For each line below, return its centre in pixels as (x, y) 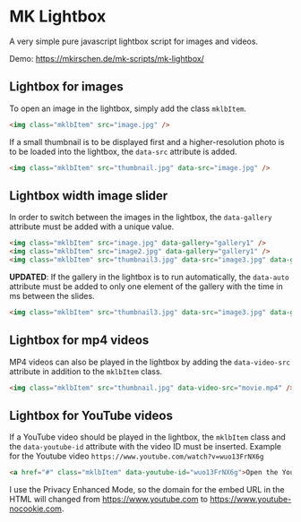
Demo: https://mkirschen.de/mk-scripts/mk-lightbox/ (107, 58)
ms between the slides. (52, 295)
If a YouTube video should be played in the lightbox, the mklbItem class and (148, 437)
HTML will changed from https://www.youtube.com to (109, 500)
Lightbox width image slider (89, 196)
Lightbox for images (66, 87)
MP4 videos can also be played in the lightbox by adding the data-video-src (150, 362)
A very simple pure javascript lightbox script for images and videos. (133, 41)
